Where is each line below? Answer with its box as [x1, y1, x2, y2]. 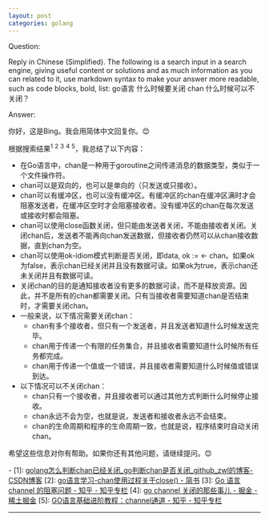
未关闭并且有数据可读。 [19, 271, 98, 281]
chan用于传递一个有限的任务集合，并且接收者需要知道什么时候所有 [31, 341, 252, 351]
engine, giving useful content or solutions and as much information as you [8, 65, 253, 75]
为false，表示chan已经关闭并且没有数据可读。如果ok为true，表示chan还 [19, 261, 259, 271]
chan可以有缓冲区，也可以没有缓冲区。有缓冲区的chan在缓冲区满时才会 [19, 190, 256, 201]
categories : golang [8, 19, 74, 27]
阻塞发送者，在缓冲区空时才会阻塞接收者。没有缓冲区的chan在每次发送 [19, 201, 255, 210]
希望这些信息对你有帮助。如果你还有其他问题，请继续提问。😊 [8, 449, 212, 458]
